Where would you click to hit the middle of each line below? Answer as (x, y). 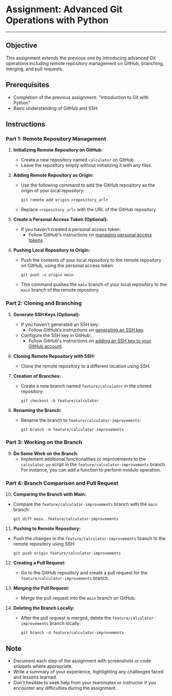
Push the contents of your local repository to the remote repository (91, 260)
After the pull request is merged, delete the (66, 618)
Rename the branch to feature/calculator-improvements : (81, 420)
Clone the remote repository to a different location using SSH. (86, 366)
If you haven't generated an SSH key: (60, 324)
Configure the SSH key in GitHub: (56, 335)
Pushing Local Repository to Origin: (52, 250)
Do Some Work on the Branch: (46, 453)
